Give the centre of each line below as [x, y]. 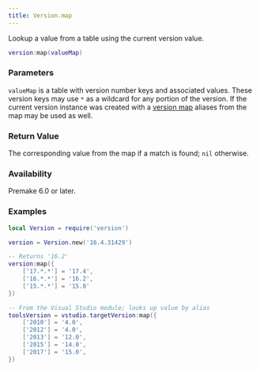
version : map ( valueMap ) [45, 52]
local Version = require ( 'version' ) [68, 228]
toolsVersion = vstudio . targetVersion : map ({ [83, 315]
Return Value [34, 136]
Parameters [31, 73]
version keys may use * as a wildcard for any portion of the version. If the [128, 98]
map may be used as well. [51, 115]
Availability [30, 174]
